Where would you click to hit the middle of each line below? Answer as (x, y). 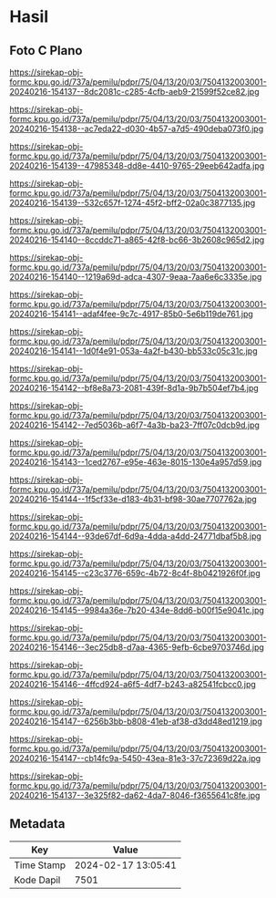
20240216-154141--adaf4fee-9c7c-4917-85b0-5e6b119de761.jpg (131, 314)
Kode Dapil (37, 880)
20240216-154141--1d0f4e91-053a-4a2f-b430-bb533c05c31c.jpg (133, 351)
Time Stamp (40, 865)
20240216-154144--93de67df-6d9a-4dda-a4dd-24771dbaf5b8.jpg (136, 536)
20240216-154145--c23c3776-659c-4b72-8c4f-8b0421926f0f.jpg (135, 573)
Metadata (37, 824)
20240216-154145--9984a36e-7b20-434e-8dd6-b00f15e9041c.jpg (137, 610)
